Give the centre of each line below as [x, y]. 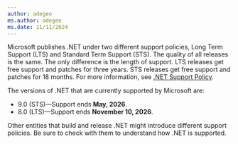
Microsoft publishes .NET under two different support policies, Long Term [115, 47]
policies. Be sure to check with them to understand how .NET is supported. [117, 133]
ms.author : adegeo [34, 20]
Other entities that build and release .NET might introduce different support [117, 126]
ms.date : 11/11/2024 [38, 27]
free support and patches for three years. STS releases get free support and [119, 70]
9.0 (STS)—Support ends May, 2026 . [72, 104]
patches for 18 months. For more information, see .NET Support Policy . [111, 77]
